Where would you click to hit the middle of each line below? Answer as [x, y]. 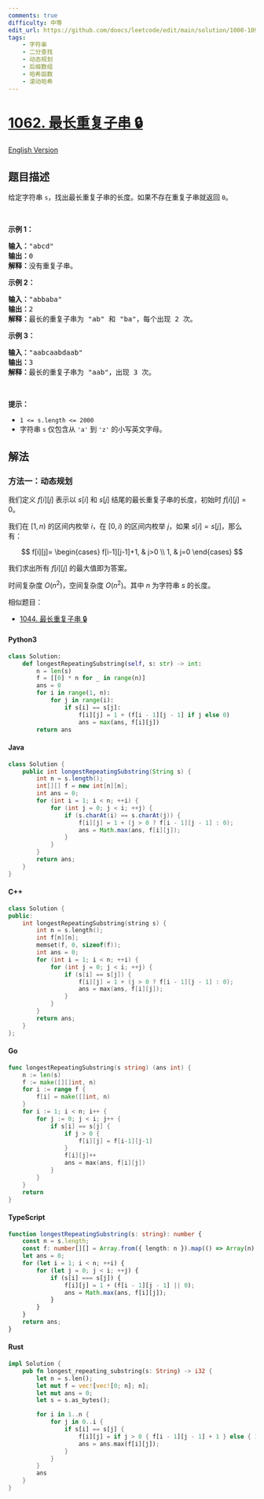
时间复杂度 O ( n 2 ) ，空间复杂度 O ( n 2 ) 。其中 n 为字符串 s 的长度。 [111, 584]
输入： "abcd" [31, 246]
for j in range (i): [82, 701]
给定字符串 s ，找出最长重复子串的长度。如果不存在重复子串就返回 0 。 [121, 197]
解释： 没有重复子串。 [42, 266]
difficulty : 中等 [35, 23]
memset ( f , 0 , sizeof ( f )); [79, 945]
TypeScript [27, 1217]
